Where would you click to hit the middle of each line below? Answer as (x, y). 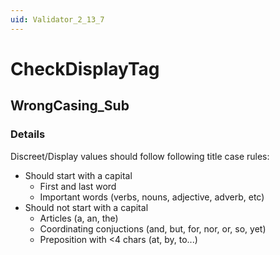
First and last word (78, 186)
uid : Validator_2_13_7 (57, 19)
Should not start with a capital (86, 207)
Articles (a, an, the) (79, 218)
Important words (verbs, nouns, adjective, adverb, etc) (152, 197)
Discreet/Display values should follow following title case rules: (140, 156)
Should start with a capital (78, 175)
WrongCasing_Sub (70, 106)
